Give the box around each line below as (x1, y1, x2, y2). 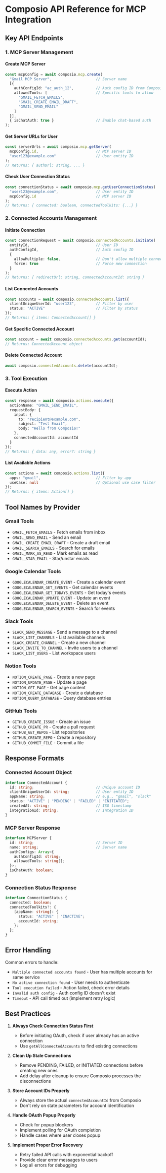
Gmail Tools (5, 518, 34, 524)
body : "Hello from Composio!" (18, 426, 81, 431)
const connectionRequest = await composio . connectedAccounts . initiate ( (5, 238, 156, 243)
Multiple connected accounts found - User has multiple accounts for (12, 969, 153, 975)
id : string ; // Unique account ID (9, 785, 140, 790)
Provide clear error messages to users (19, 1157, 98, 1163)
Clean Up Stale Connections (12, 1052, 72, 1058)
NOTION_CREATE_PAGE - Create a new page (12, 674, 95, 680)
